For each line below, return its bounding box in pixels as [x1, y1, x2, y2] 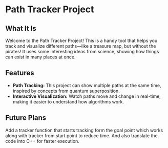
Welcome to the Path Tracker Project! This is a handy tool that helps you [5, 37, 158, 44]
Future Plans [5, 114, 47, 122]
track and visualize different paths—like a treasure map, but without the [5, 43, 156, 49]
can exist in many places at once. [5, 54, 76, 60]
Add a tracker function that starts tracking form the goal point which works [5, 127, 163, 133]
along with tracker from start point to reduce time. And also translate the [5, 132, 158, 139]
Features [5, 69, 34, 77]
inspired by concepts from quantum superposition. [12, 88, 120, 94]
